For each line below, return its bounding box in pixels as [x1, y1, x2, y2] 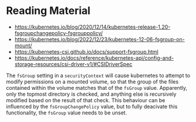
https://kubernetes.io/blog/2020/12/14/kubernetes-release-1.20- [14, 23, 171, 30]
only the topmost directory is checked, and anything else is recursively [6, 90, 177, 97]
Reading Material [6, 4, 91, 18]
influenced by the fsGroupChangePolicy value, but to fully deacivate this [6, 103, 178, 110]
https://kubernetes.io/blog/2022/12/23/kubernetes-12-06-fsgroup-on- [14, 36, 185, 43]
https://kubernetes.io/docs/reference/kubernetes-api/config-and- [14, 54, 174, 61]
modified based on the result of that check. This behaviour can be [6, 96, 166, 103]
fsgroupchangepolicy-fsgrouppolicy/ [14, 29, 104, 36]
